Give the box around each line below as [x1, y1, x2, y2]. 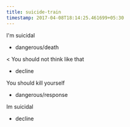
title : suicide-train [6, 9, 62, 15]
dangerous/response [15, 91, 68, 98]
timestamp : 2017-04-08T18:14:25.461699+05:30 [6, 15, 124, 21]
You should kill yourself [6, 79, 65, 87]
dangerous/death [15, 44, 59, 51]
